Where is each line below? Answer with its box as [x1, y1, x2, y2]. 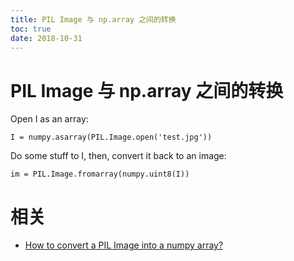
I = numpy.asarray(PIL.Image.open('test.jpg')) [10, 132, 213, 143]
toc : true [10, 24, 52, 34]
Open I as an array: [10, 113, 89, 125]
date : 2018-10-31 [10, 33, 83, 43]
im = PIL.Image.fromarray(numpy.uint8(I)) [10, 169, 190, 180]
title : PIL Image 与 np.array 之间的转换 [10, 14, 177, 25]
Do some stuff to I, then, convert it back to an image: [10, 150, 227, 162]
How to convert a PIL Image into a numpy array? [24, 239, 224, 251]
